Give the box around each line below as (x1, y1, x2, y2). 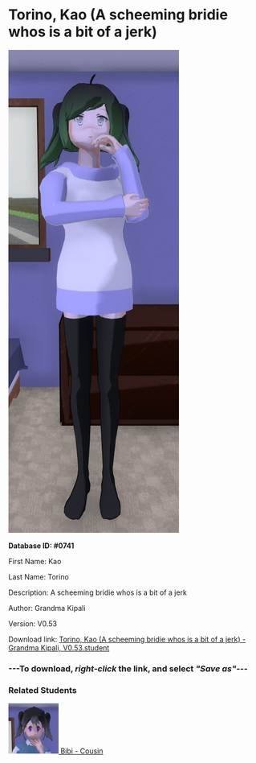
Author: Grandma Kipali (8, 603, 86, 612)
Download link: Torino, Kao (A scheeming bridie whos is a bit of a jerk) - (8, 634, 246, 644)
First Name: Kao (8, 556, 62, 566)
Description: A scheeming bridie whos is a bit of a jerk (8, 588, 187, 597)
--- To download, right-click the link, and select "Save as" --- (8, 662, 249, 674)
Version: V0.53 (8, 618, 58, 629)
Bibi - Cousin (59, 746, 104, 756)
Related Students (8, 684, 78, 695)
